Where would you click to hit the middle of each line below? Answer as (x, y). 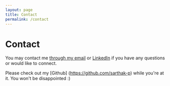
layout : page (19, 10)
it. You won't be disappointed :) (38, 78)
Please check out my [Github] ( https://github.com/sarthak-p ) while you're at (84, 73)
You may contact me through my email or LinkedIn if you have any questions (85, 58)
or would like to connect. (31, 63)
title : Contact (21, 15)
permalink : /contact (27, 19)
